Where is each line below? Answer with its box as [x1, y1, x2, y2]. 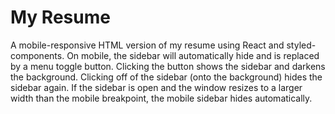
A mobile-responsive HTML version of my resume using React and [10, 39, 285, 51]
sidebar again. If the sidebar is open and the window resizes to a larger [10, 81, 303, 93]
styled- [286, 39, 317, 51]
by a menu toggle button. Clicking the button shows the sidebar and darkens [10, 60, 326, 72]
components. [10, 49, 65, 61]
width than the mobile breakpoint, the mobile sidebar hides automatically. [10, 92, 313, 104]
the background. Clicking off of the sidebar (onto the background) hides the [10, 71, 323, 83]
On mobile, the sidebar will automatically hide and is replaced [66, 49, 320, 61]
